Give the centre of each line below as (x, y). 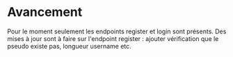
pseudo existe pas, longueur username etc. (70, 46)
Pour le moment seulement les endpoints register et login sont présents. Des (117, 31)
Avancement (45, 12)
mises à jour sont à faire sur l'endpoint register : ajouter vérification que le (113, 38)
